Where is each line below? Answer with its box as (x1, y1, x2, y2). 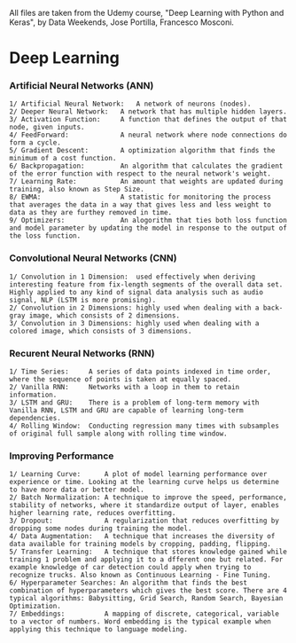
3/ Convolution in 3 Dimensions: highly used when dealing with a (9, 318, 260, 327)
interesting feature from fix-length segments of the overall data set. (9, 279, 284, 289)
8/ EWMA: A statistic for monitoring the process (9, 192, 272, 202)
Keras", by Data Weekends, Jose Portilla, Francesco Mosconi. (9, 17, 235, 27)
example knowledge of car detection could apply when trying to (9, 563, 252, 572)
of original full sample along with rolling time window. (9, 429, 228, 438)
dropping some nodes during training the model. (9, 524, 192, 533)
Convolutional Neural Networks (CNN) (9, 252, 177, 264)
